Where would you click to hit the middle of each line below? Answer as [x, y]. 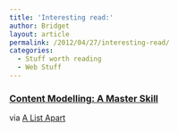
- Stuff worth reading [59, 59]
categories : [31, 51]
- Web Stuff [40, 68]
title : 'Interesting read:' [62, 17]
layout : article [39, 34]
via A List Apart [38, 118]
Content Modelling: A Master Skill [84, 98]
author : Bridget [39, 26]
